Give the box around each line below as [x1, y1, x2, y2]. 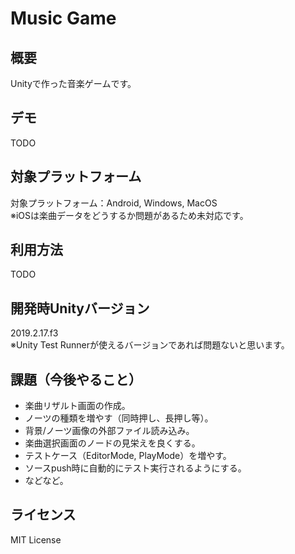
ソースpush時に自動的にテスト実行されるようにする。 [24, 462, 247, 474]
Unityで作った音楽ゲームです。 [10, 78, 137, 89]
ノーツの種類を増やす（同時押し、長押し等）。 [24, 412, 214, 424]
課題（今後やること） [10, 371, 142, 388]
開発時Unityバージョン [10, 300, 150, 317]
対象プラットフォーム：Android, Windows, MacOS [10, 197, 218, 209]
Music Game [10, 7, 117, 30]
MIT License [10, 533, 62, 546]
